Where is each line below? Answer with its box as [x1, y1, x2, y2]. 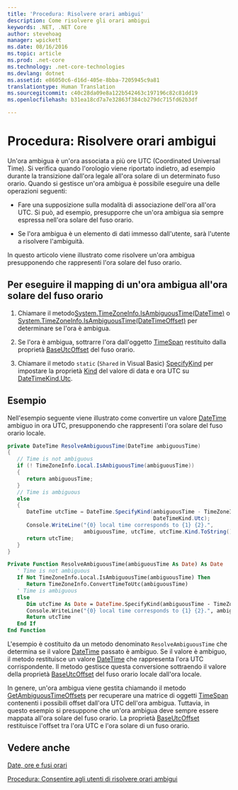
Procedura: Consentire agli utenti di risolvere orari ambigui [7, 774, 178, 783]
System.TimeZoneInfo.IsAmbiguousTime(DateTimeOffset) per [17, 316, 198, 325]
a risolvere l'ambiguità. [17, 237, 85, 245]
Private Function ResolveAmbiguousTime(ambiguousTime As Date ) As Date [7, 561, 223, 568]
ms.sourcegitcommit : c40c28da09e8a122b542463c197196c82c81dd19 [7, 90, 198, 97]
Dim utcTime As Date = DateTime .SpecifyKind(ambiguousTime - [25, 600, 211, 607]
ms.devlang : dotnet [7, 70, 65, 77]
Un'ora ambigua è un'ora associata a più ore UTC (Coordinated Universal [7, 156, 221, 165]
